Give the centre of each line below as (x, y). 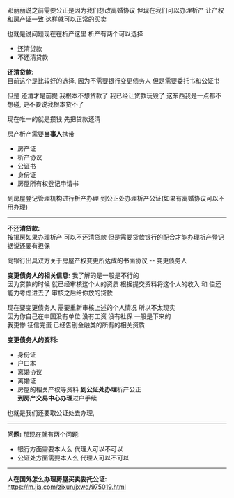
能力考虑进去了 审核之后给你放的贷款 (60, 293)
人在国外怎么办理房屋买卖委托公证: (57, 479)
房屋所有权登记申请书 (48, 184)
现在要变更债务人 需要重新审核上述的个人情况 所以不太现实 (91, 308)
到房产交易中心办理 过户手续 (57, 398)
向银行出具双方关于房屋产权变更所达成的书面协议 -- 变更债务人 (97, 260)
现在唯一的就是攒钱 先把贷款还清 (54, 119)
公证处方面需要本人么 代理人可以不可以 (73, 458)
